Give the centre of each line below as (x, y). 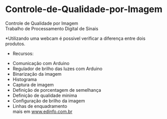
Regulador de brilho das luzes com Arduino (57, 69)
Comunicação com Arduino (41, 63)
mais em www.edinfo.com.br (42, 111)
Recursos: (23, 53)
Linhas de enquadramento (40, 106)
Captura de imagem (33, 85)
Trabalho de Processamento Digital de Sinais (52, 28)
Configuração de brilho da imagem (49, 101)
